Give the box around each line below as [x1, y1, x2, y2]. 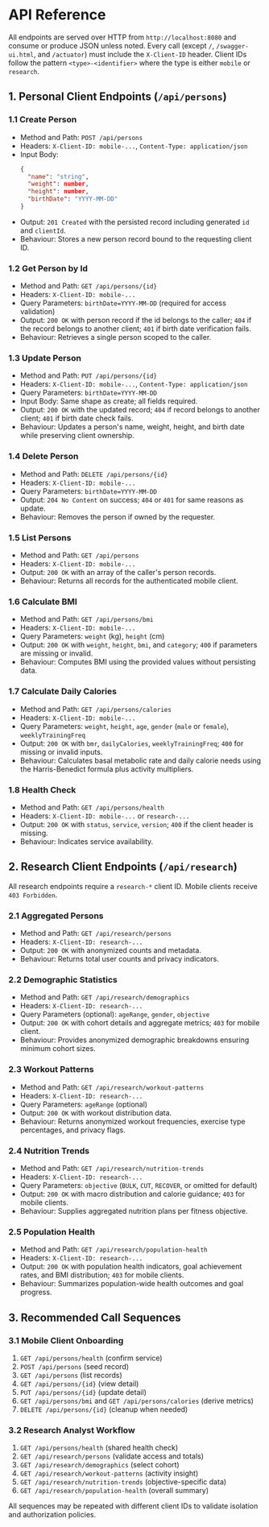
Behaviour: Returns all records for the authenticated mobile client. [19, 576, 239, 586]
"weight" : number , [27, 180, 89, 188]
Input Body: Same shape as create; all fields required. [19, 396, 198, 406]
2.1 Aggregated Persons [8, 910, 104, 921]
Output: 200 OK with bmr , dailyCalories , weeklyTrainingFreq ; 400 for [19, 739, 244, 748]
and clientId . [19, 226, 66, 235]
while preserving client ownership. [19, 431, 134, 441]
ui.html [8, 51, 35, 59]
